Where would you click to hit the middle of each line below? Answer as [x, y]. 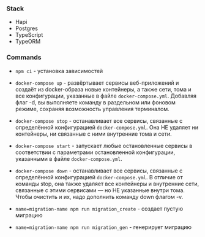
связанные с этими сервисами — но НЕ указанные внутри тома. [100, 190]
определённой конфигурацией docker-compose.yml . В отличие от [99, 177]
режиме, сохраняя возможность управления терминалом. [92, 109]
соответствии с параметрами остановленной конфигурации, [95, 152]
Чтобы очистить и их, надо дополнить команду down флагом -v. [99, 196]
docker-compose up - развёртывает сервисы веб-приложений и [97, 83]
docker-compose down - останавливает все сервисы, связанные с [99, 171]
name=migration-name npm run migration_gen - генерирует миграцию [103, 227]
